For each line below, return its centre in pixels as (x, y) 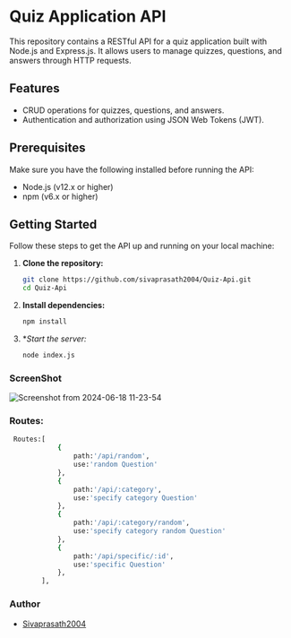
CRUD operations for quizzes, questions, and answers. (123, 110)
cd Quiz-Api (44, 289)
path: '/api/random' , (111, 456)
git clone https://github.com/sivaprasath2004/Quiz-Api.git (137, 280)
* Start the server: (54, 339)
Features (34, 88)
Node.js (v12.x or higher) (68, 186)
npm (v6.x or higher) (60, 196)
